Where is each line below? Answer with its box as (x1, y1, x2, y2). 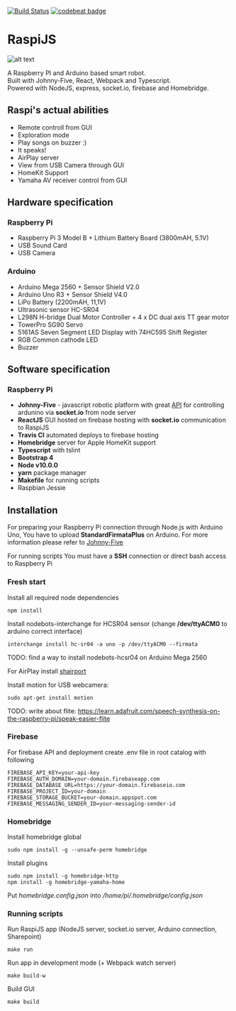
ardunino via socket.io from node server (17, 408, 137, 417)
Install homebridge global (7, 833, 82, 842)
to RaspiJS (17, 423, 50, 432)
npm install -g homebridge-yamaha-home (7, 879, 125, 886)
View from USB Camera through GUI (17, 160, 125, 169)
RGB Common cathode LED (17, 335, 99, 344)
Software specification (7, 364, 111, 376)
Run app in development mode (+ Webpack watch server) (7, 959, 176, 967)
